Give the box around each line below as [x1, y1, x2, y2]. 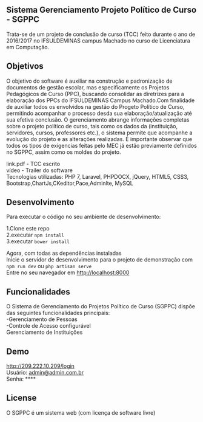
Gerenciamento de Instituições [6, 328, 83, 336]
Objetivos [6, 61, 44, 72]
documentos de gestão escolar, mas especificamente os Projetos [6, 83, 170, 91]
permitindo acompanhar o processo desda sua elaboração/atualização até [6, 109, 192, 117]
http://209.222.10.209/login [6, 362, 75, 370]
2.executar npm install [6, 231, 65, 239]
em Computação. [6, 43, 50, 50]
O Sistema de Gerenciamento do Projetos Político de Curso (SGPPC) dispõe [6, 303, 196, 310]
